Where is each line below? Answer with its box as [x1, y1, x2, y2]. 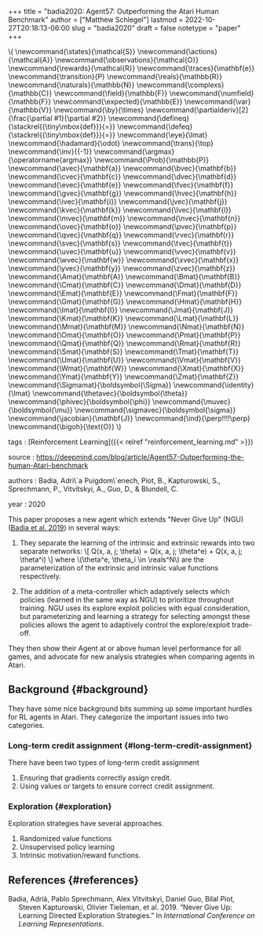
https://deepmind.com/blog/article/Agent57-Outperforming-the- [36, 453, 245, 461]
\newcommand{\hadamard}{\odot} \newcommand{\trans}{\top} [8, 139, 214, 148]
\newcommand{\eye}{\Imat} [117, 130, 208, 140]
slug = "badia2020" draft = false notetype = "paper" [71, 24, 241, 32]
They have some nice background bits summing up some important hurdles [8, 704, 253, 713]
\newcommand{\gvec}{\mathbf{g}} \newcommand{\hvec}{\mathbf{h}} [8, 188, 237, 198]
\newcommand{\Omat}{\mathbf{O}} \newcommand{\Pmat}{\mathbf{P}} [8, 330, 241, 340]
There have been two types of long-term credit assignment [8, 758, 200, 767]
